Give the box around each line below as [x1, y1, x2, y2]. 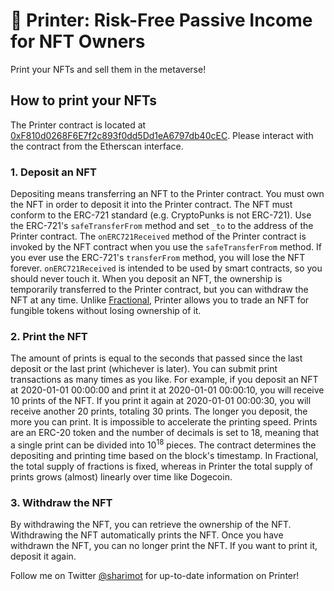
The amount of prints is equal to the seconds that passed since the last [10, 352, 303, 364]
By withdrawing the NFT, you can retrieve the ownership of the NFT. [10, 519, 292, 531]
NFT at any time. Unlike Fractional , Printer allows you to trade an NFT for [10, 294, 310, 306]
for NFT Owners [10, 30, 146, 53]
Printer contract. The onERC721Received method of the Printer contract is [10, 230, 307, 243]
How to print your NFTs [10, 92, 158, 109]
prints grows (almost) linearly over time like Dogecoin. [10, 471, 233, 483]
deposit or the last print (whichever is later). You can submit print [10, 363, 278, 375]
